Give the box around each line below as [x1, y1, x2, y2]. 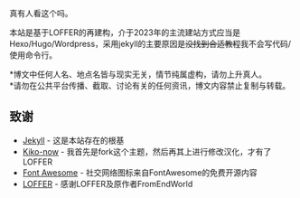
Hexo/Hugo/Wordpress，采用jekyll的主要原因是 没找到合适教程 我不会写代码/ [9, 39, 292, 49]
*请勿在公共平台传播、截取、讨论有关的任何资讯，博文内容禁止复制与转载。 [9, 80, 291, 90]
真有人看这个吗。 [9, 8, 73, 18]
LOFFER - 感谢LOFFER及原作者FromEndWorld [22, 178, 193, 189]
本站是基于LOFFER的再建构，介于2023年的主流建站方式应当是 [9, 27, 241, 38]
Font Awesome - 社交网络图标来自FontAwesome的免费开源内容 [22, 166, 258, 178]
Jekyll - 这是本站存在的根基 [22, 135, 125, 146]
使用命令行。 [9, 50, 57, 61]
